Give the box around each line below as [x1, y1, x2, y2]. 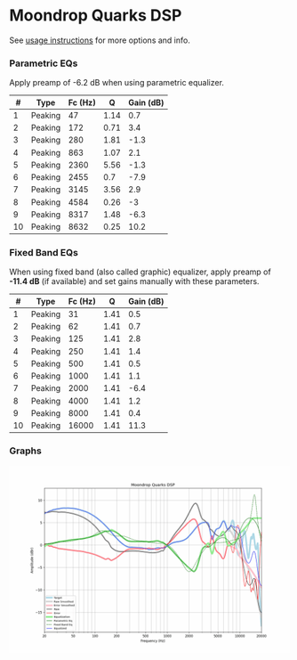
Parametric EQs [9, 57, 78, 69]
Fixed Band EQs [9, 246, 78, 258]
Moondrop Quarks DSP [9, 5, 182, 26]
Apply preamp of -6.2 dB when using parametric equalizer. [9, 77, 225, 88]
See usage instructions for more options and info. [9, 35, 191, 45]
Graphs [9, 444, 42, 457]
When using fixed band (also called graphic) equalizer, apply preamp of [9, 266, 271, 277]
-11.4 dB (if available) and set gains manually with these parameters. [9, 276, 260, 287]
